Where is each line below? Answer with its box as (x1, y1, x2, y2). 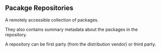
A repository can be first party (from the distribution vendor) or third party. (5, 41, 156, 47)
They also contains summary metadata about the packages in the (5, 26, 138, 32)
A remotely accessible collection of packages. (5, 17, 99, 23)
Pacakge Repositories (5, 4, 74, 12)
